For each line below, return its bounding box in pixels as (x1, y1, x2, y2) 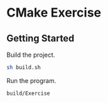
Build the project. (6, 50, 55, 59)
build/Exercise (6, 90, 51, 97)
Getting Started (6, 32, 75, 44)
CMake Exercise (6, 5, 102, 21)
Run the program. (6, 76, 57, 84)
